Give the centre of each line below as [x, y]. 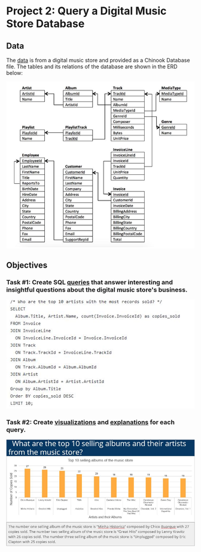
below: [14, 73]
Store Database [45, 24]
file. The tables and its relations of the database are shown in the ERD [92, 66]
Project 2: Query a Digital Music [86, 11]
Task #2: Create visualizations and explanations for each [91, 422]
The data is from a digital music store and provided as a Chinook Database [98, 60]
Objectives [27, 266]
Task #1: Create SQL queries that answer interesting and [90, 283]
